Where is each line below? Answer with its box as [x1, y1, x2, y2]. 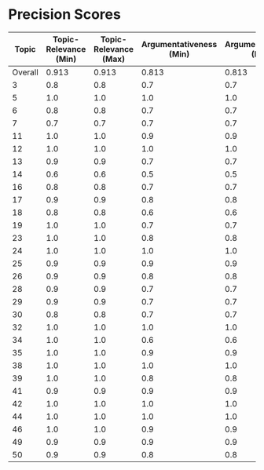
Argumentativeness [141, 38, 218, 49]
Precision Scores [8, 5, 122, 24]
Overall [12, 67, 38, 78]
